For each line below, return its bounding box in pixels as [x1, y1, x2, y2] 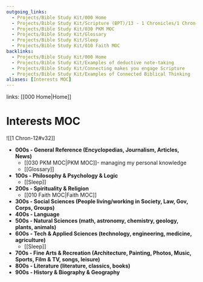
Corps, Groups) [14, 204, 55, 212]
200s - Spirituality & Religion [14, 185, 89, 192]
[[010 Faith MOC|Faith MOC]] [24, 192, 97, 199]
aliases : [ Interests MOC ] [6, 76, 71, 82]
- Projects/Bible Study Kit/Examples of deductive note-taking [11, 59, 174, 65]
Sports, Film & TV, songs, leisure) [14, 256, 101, 263]
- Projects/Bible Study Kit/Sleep [11, 37, 98, 43]
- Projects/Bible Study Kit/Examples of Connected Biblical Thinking [11, 71, 190, 77]
